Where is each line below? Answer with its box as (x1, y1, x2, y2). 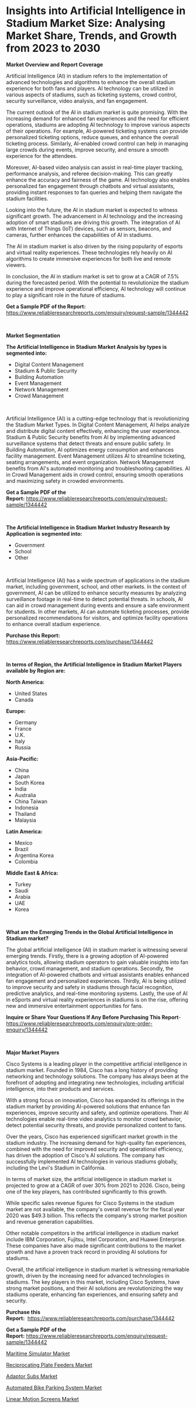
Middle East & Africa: (6, 869, 59, 876)
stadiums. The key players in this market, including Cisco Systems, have (6, 1278, 180, 1285)
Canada (14, 696, 34, 703)
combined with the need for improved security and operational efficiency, (6, 1145, 183, 1152)
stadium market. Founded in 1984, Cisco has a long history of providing (6, 1066, 178, 1073)
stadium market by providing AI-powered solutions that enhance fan (6, 1103, 171, 1110)
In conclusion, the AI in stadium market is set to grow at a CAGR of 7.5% (6, 273, 180, 280)
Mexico (14, 839, 33, 846)
